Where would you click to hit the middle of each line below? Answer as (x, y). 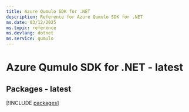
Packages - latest (39, 89)
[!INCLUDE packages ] (33, 103)
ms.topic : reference (31, 28)
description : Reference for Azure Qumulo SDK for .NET (75, 17)
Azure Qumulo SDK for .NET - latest (95, 67)
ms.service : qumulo (30, 38)
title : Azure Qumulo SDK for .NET (48, 11)
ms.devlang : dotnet (30, 33)
